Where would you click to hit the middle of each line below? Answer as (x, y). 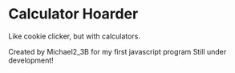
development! (31, 60)
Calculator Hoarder (73, 14)
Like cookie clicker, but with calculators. (74, 36)
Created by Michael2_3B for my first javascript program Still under (118, 51)
